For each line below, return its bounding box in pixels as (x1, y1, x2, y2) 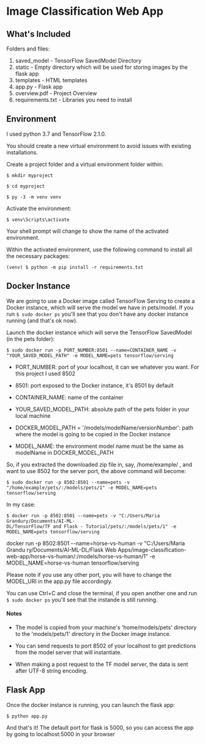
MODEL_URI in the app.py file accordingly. (6, 578, 113, 585)
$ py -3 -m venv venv (6, 194, 62, 200)
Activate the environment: (6, 205, 72, 212)
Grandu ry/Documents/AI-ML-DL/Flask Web (6, 546, 117, 554)
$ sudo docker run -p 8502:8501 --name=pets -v (6, 479, 130, 485)
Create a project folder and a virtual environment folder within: (6, 160, 163, 168)
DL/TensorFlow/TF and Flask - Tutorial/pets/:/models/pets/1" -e (6, 523, 176, 530)
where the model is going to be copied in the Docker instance (15, 430, 171, 437)
